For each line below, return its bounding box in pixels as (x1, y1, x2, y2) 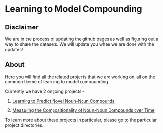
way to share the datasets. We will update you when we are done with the (5, 41, 154, 47)
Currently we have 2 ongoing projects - (5, 88, 85, 94)
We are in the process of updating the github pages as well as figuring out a (5, 36, 159, 42)
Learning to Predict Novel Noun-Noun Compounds (12, 98, 115, 104)
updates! (5, 47, 23, 52)
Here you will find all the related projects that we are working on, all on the (5, 74, 156, 80)
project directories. (5, 122, 44, 128)
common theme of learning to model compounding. (5, 79, 109, 84)
